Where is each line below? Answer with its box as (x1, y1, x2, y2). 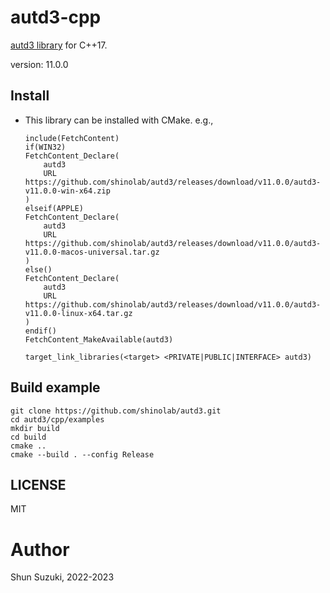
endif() (24, 326, 57, 336)
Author (10, 538, 70, 561)
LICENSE (10, 476, 67, 493)
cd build (10, 432, 47, 442)
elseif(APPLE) (24, 203, 84, 213)
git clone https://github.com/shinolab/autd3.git (10, 406, 222, 416)
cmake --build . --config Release (10, 449, 155, 460)
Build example (10, 379, 101, 396)
